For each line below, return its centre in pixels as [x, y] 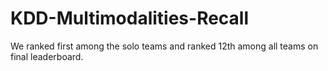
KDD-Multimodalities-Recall [130, 18]
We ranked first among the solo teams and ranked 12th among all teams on [164, 46]
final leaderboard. [47, 56]
